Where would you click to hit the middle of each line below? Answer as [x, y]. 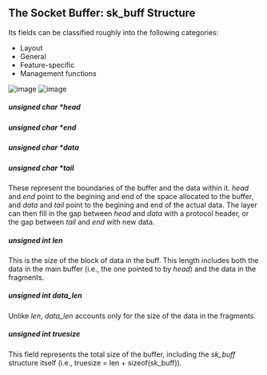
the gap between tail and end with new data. [82, 221]
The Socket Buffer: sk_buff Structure [102, 13]
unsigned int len [36, 240]
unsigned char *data [44, 148]
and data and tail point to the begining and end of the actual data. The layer [133, 205]
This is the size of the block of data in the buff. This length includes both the [133, 260]
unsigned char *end [42, 127]
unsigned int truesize [44, 334]
